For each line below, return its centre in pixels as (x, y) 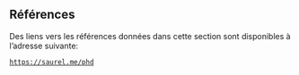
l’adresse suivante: (44, 46)
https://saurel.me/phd (52, 62)
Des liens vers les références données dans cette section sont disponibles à (150, 36)
